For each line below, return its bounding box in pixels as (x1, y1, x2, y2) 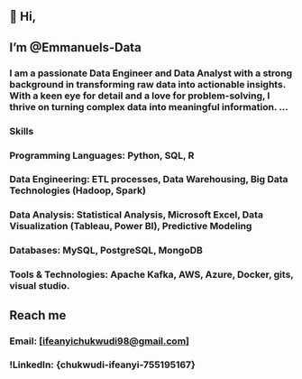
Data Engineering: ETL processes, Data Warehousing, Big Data (9, 173, 288, 186)
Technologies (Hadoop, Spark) (9, 184, 147, 197)
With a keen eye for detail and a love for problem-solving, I (9, 89, 270, 102)
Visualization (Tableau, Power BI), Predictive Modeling (9, 220, 252, 233)
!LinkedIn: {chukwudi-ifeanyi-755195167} (9, 358, 197, 371)
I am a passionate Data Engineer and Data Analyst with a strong (9, 67, 293, 79)
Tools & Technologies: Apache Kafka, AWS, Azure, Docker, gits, (9, 268, 294, 281)
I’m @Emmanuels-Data (9, 40, 142, 55)
